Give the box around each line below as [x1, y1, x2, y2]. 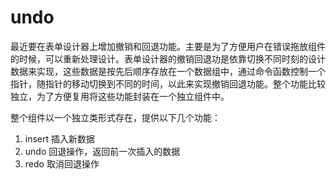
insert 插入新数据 [24, 132, 96, 145]
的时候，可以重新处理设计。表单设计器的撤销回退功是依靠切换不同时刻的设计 [10, 52, 326, 65]
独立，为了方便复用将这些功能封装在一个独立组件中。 [10, 90, 230, 102]
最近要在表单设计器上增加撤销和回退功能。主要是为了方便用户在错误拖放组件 [10, 40, 326, 52]
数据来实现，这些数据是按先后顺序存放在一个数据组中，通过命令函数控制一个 [10, 65, 326, 77]
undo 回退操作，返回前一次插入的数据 [24, 145, 181, 157]
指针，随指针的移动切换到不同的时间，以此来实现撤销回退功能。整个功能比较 [10, 77, 326, 90]
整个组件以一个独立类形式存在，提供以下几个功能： [10, 111, 221, 123]
